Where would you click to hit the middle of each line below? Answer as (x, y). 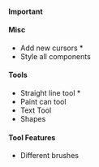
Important (26, 11)
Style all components (55, 56)
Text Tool (36, 110)
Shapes (33, 119)
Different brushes (49, 156)
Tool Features (32, 137)
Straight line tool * (50, 93)
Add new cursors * (52, 48)
